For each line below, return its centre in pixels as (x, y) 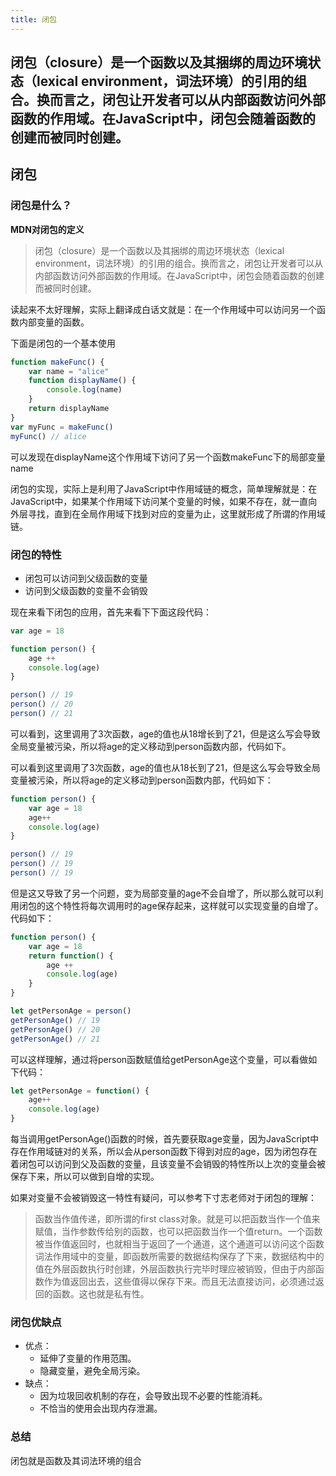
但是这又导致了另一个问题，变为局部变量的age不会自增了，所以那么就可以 (162, 893)
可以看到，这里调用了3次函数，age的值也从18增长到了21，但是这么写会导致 (165, 733)
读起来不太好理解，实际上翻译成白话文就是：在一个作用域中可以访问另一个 (163, 309)
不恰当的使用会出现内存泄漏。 (101, 1408)
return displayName (69, 409)
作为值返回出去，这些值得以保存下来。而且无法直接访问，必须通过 (179, 1281)
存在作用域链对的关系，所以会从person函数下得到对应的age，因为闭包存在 (164, 1151)
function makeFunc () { (57, 362)
